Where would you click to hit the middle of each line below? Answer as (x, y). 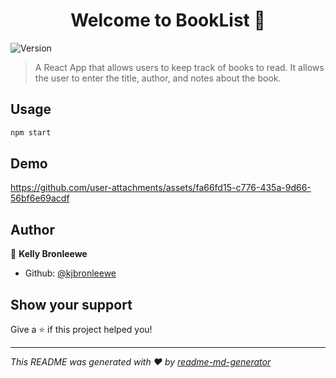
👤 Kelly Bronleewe (49, 254)
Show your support (71, 304)
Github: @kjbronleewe (70, 273)
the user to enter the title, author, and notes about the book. (158, 78)
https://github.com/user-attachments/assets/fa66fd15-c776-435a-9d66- (161, 188)
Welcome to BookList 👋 (168, 20)
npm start (31, 132)
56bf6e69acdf (40, 198)
